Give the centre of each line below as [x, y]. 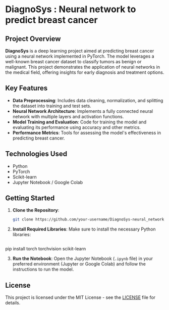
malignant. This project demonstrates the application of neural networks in [83, 67]
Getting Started [30, 198]
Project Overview [33, 39]
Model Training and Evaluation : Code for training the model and [79, 122]
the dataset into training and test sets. [52, 106]
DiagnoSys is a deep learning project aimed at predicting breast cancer [80, 51]
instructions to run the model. [43, 270]
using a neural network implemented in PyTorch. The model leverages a [80, 56]
